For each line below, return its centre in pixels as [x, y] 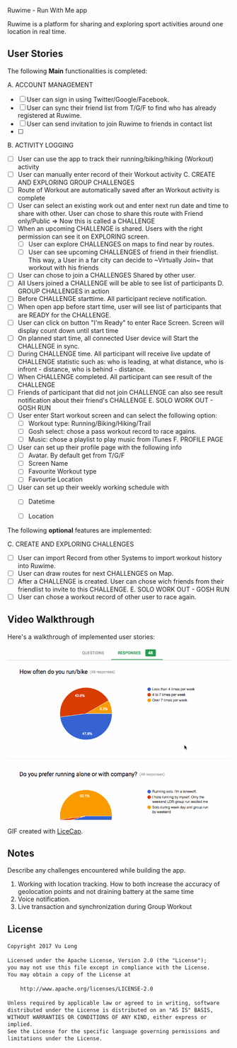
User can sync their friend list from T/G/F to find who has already [122, 108]
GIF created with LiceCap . [45, 831]
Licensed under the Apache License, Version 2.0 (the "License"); [107, 961]
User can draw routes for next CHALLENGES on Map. [96, 573]
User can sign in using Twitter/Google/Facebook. [98, 99]
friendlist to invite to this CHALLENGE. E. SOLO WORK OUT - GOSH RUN [123, 589]
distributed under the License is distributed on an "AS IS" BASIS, [110, 1010]
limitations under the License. [55, 1039]
